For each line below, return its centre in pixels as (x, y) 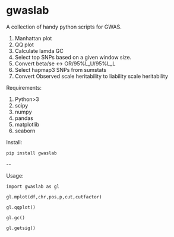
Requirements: (24, 87)
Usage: (15, 175)
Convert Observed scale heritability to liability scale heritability (91, 76)
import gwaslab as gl (33, 187)
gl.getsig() (21, 228)
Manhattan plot (33, 38)
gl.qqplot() (21, 207)
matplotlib (27, 124)
